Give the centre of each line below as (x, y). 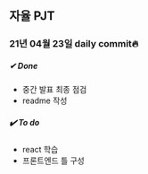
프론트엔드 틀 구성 (53, 161)
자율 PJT (32, 16)
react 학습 (40, 150)
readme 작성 (45, 100)
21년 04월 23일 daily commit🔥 (74, 44)
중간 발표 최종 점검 (54, 90)
